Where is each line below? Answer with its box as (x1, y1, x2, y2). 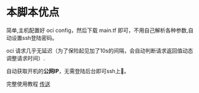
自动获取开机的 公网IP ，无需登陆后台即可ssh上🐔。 (6, 67, 130, 74)
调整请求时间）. (6, 54, 45, 62)
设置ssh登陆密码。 (11, 34, 58, 41)
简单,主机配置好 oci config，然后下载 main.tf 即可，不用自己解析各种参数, (6, 27, 189, 34)
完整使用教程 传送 (6, 80, 50, 88)
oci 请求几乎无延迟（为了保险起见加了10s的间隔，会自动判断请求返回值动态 (6, 46, 194, 54)
